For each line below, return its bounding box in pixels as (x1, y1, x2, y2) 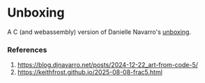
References (7, 45, 47, 55)
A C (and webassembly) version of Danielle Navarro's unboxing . (7, 28, 192, 36)
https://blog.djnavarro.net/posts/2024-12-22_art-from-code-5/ (17, 61, 199, 69)
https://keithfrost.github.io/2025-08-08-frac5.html (17, 68, 162, 77)
